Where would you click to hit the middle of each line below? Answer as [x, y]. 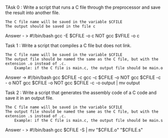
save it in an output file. [29, 98]
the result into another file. [33, 13]
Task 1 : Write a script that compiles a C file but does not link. [68, 45]
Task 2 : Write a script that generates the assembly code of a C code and [81, 93]
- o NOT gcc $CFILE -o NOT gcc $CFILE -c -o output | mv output [73, 83]
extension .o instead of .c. [36, 64]
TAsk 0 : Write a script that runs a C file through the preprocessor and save [83, 7]
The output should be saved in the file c [50, 26]
